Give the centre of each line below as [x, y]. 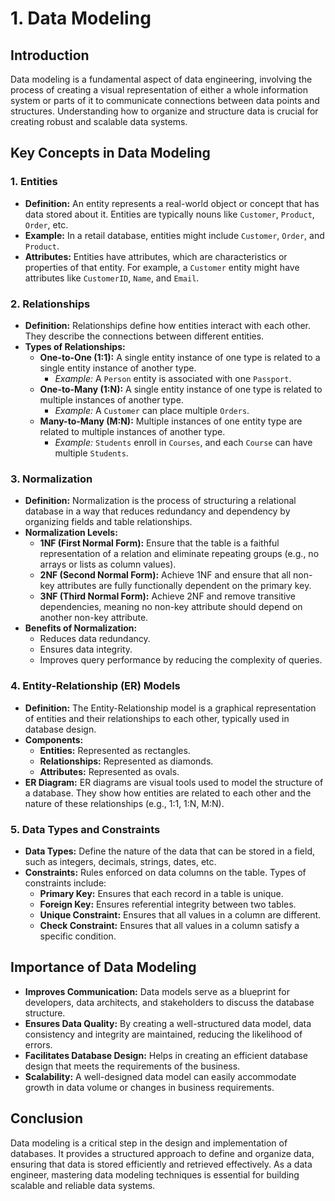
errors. [38, 1044]
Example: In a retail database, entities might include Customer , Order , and [174, 235]
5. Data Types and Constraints [85, 829]
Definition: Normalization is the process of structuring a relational [160, 501]
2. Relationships [50, 304]
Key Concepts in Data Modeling [110, 153]
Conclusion [47, 1118]
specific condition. [78, 936]
